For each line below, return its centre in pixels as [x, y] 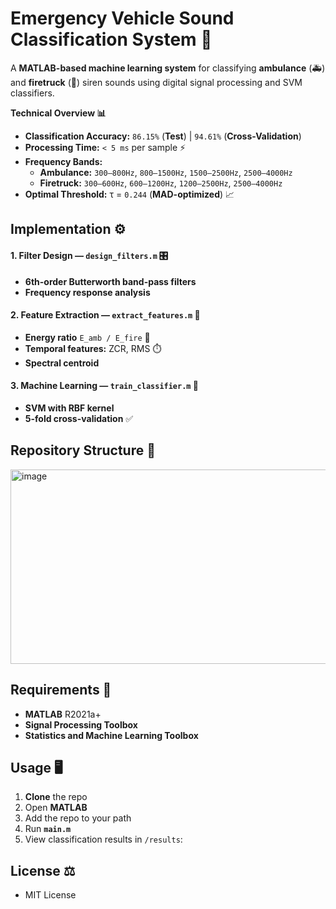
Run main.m [48, 829]
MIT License [50, 895]
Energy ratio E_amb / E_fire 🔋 [87, 337]
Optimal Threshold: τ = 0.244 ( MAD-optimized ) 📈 [129, 194]
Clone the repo [56, 797]
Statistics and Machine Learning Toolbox [111, 735]
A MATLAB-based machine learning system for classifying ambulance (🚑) [168, 68]
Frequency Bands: [63, 161]
